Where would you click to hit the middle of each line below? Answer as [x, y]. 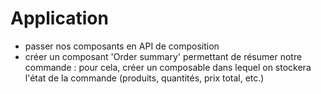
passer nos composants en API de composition [122, 46]
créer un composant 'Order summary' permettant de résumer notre [163, 56]
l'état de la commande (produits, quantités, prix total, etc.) [144, 78]
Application [59, 18]
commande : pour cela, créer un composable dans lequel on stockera [168, 67]
